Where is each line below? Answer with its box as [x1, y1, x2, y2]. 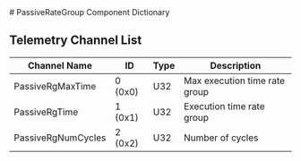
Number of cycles [183, 131, 259, 144]
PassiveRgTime [13, 106, 79, 118]
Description [210, 59, 262, 72]
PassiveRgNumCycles [13, 131, 107, 144]
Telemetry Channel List [9, 33, 142, 48]
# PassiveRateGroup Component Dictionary [9, 7, 170, 17]
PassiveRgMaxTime [13, 80, 97, 92]
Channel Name [27, 59, 92, 72]
